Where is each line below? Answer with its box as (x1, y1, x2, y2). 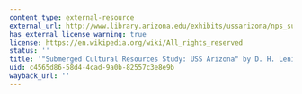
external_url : (9, 21, 63, 30)
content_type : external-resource (9, 13, 135, 22)
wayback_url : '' (9, 72, 70, 81)
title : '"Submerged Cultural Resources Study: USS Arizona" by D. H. (9, 55, 276, 64)
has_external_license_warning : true (9, 30, 147, 38)
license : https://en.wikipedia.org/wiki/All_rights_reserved (9, 38, 244, 47)
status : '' (9, 47, 50, 56)
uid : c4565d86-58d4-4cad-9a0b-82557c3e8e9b (9, 64, 175, 73)
